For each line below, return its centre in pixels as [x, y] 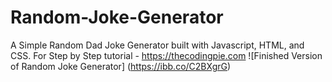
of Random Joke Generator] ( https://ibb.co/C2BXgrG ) [121, 66]
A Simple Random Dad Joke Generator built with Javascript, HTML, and [157, 45]
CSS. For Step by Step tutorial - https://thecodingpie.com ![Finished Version [166, 55]
